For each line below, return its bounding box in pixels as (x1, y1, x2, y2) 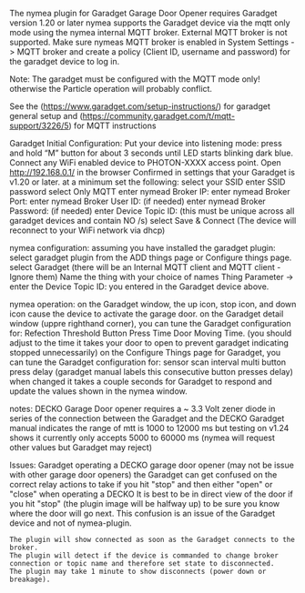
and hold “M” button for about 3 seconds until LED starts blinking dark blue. (9, 147, 294, 158)
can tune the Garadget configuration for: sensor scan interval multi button (9, 357, 287, 367)
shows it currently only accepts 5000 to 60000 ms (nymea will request (9, 432, 276, 443)
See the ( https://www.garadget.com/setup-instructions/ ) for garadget (9, 101, 270, 112)
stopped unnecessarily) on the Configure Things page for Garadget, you (9, 347, 281, 357)
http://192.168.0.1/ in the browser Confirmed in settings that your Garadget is (9, 167, 296, 177)
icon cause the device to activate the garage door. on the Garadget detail (9, 308, 284, 319)
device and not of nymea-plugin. (9, 518, 132, 528)
